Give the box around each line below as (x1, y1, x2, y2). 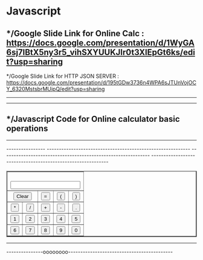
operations (6, 124, 48, 134)
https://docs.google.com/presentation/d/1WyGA (6, 37, 195, 48)
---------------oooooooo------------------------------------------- (6, 248, 173, 255)
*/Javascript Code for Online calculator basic (6, 114, 180, 124)
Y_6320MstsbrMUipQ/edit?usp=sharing (6, 86, 105, 92)
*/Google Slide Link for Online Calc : (6, 28, 144, 39)
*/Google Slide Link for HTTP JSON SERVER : (6, 72, 120, 80)
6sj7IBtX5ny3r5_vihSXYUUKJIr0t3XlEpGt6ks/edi (6, 47, 195, 57)
